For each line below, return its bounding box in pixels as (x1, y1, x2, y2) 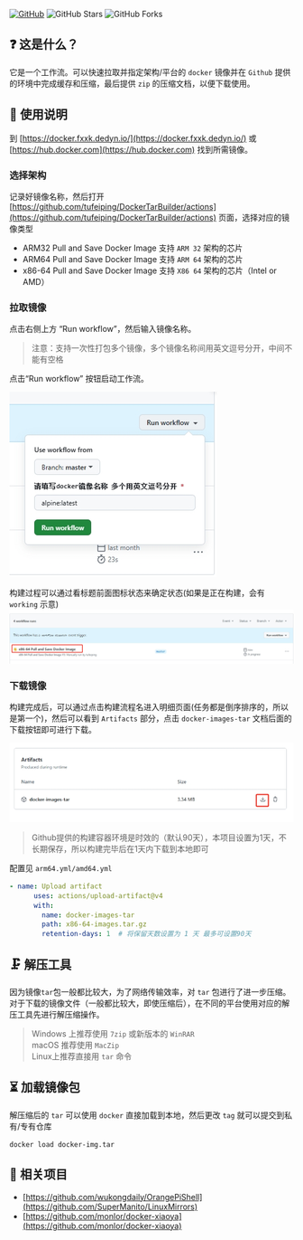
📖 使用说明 (9, 107, 68, 122)
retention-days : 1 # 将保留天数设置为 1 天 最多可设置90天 (41, 930, 252, 939)
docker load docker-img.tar (9, 1140, 115, 1149)
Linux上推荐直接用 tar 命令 (31, 1051, 133, 1062)
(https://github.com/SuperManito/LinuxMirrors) (22, 1201, 198, 1212)
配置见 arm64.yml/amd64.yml (9, 862, 113, 873)
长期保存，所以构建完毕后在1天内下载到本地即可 (31, 843, 209, 854)
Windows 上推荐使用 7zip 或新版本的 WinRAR (31, 1028, 196, 1039)
